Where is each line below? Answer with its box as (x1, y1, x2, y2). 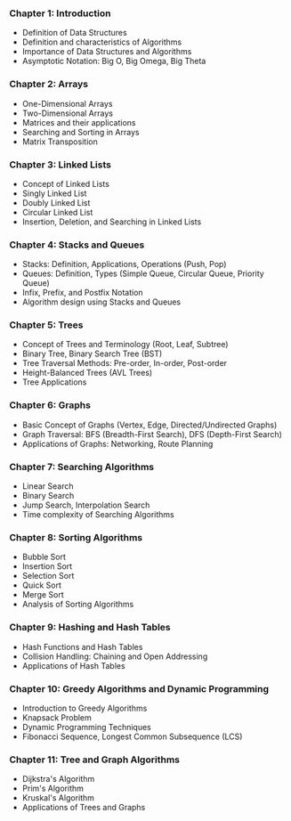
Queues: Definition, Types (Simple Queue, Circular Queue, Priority (21, 268, 264, 279)
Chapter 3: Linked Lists (9, 159, 111, 171)
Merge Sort (21, 589, 64, 600)
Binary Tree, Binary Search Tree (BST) (21, 348, 163, 359)
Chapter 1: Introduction (9, 7, 111, 20)
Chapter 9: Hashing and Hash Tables (9, 622, 171, 634)
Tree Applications (21, 377, 87, 387)
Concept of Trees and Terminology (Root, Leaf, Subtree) (21, 339, 229, 350)
